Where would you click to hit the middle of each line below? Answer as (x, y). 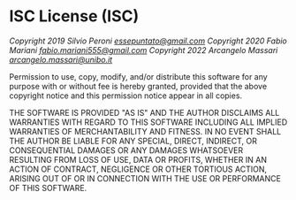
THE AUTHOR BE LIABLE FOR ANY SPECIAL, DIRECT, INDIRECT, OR (133, 141)
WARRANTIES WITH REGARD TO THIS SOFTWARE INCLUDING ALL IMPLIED (148, 122)
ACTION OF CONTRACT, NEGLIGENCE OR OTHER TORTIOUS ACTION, (138, 169)
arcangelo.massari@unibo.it (61, 59)
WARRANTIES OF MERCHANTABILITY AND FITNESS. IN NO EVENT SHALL (145, 131)
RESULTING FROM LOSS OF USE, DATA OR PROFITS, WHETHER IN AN (138, 159)
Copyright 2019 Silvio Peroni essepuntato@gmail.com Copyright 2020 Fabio (148, 41)
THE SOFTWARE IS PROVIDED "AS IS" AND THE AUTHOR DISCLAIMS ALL (144, 112)
